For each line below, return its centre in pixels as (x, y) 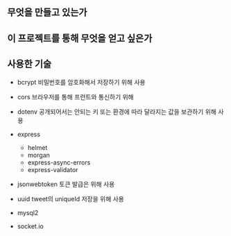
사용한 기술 (29, 64)
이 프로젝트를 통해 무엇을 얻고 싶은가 (80, 38)
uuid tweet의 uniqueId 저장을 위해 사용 (71, 199)
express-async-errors (59, 162)
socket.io (30, 226)
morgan (39, 155)
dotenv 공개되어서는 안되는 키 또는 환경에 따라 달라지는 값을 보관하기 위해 (117, 111)
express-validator (53, 169)
